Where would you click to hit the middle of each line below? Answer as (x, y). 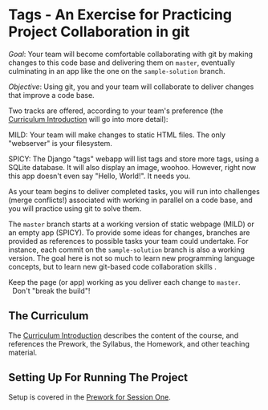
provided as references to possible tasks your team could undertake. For (128, 241)
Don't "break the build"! (51, 290)
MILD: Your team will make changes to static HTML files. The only (117, 135)
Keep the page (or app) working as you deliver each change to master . (124, 282)
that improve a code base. (51, 95)
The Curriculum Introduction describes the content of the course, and (124, 335)
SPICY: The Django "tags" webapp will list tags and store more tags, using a (134, 159)
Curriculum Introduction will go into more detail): (88, 119)
